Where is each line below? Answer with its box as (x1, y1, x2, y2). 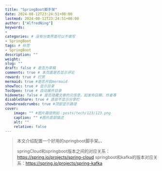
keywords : (5, 25, 25, 30)
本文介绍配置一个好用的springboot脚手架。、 (16, 138, 105, 144)
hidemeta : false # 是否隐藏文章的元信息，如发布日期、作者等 (5, 93, 116, 97)
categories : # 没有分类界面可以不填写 (5, 34, 76, 39)
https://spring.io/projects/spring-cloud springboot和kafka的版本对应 (16, 155, 154, 160)
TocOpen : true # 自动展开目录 (5, 88, 62, 93)
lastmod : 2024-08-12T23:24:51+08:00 (5, 16, 79, 21)
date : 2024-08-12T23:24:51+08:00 (5, 12, 73, 16)
